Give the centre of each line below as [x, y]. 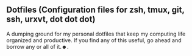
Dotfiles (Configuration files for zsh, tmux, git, [95, 10]
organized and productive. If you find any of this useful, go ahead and [94, 40]
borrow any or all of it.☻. [37, 46]
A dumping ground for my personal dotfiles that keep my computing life [96, 34]
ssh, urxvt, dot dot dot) [51, 20]
